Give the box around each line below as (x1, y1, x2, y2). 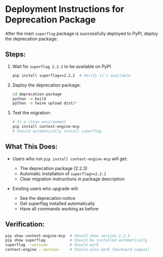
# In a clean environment (12, 119, 66, 125)
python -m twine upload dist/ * (12, 101, 78, 106)
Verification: (5, 220, 45, 229)
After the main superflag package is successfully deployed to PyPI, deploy (5, 30, 158, 36)
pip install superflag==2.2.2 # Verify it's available (12, 73, 131, 78)
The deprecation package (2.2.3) (19, 165, 88, 171)
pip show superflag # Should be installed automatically (5, 238, 148, 243)
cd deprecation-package (12, 91, 62, 96)
